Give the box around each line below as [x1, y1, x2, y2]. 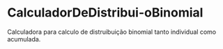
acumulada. [7, 35, 41, 43]
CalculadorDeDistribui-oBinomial [7, 5, 203, 21]
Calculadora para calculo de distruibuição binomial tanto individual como [7, 28, 217, 36]
